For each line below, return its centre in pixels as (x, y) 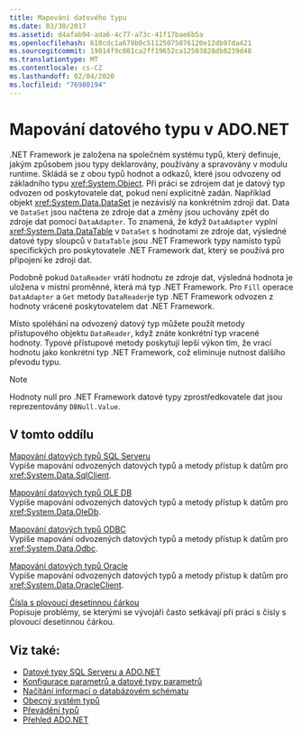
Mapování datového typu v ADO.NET (150, 129)
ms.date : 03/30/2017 (48, 26)
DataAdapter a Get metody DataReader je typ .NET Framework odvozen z (142, 296)
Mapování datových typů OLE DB (71, 493)
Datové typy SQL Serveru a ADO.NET (91, 672)
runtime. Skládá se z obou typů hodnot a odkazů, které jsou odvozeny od (145, 173)
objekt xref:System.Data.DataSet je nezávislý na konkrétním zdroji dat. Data (150, 202)
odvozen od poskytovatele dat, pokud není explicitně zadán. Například (140, 192)
